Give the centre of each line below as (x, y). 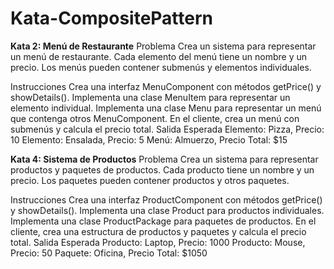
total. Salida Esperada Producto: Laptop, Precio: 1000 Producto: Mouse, (158, 242)
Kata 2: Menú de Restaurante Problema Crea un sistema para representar (163, 46)
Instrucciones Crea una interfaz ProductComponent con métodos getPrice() (166, 199)
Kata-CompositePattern (112, 18)
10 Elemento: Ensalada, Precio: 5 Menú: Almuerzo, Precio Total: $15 (149, 139)
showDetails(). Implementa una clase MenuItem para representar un (150, 97)
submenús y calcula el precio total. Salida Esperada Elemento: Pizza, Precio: (167, 129)
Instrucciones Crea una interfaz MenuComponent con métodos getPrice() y (166, 86)
